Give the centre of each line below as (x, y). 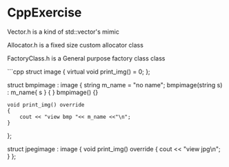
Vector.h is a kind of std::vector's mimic (63, 32)
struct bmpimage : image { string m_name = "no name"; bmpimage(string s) (115, 85)
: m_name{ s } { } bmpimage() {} (53, 92)
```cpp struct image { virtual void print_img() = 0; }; (79, 71)
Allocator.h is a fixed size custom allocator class (75, 45)
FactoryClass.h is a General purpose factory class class (86, 58)
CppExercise (44, 13)
